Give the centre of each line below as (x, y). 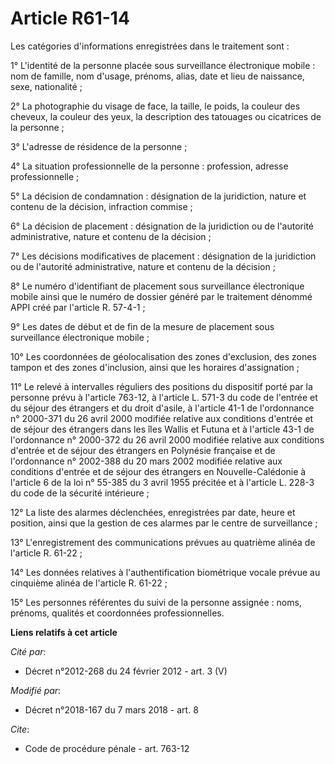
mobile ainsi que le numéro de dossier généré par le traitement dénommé (161, 296)
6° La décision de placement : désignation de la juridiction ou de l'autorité (162, 226)
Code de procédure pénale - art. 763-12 (107, 748)
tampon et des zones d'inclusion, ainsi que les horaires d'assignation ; (155, 367)
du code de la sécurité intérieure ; (80, 493)
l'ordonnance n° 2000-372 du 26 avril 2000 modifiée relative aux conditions (167, 439)
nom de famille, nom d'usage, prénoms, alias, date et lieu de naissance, (157, 76)
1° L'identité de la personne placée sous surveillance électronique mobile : (163, 65)
